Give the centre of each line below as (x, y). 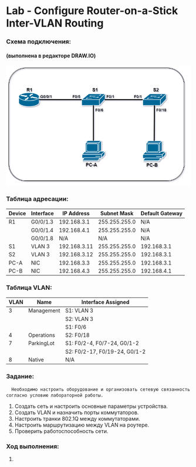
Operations (42, 335)
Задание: (20, 377)
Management (44, 311)
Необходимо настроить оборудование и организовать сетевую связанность (101, 389)
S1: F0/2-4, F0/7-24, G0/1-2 (102, 343)
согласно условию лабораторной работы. (55, 395)
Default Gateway (162, 214)
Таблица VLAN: (29, 287)
